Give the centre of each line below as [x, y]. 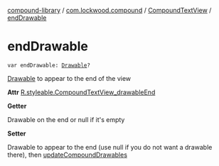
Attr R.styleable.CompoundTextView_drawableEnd [81, 92]
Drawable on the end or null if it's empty [66, 119]
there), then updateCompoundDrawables [68, 155]
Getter [17, 106]
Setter [17, 133]
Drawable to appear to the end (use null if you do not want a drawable [110, 147]
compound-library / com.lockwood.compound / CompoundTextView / [109, 10]
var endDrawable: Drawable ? [49, 65]
